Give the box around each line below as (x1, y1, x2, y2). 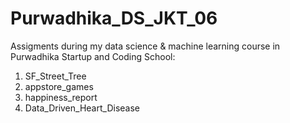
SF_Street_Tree (24, 70, 87, 82)
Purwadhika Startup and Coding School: (10, 50, 176, 62)
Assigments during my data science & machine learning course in (10, 40, 281, 52)
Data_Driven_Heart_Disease (24, 102, 140, 114)
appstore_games (24, 80, 94, 92)
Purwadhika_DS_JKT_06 (10, 7, 218, 30)
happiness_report (24, 91, 98, 103)
